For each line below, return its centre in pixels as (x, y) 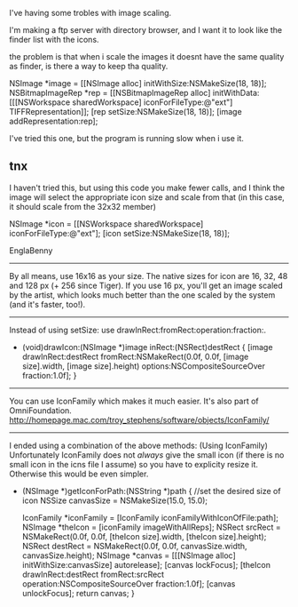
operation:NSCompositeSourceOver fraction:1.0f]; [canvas (129, 583)
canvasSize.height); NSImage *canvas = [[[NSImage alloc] (129, 555)
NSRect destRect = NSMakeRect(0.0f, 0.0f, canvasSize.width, (134, 546)
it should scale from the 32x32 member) (83, 206)
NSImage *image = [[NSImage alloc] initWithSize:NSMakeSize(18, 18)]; (138, 83)
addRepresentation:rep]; (54, 121)
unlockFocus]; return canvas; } (78, 593)
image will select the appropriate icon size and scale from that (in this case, (147, 197)
